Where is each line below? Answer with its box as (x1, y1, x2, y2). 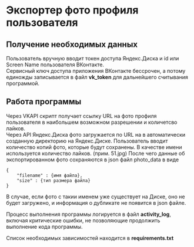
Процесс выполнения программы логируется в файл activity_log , (6, 211, 172, 218)
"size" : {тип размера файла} (16, 177, 91, 184)
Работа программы (6, 97, 82, 107)
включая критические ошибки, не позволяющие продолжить (6, 216, 160, 224)
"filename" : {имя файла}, (16, 172, 83, 178)
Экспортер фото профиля (6, 4, 139, 17)
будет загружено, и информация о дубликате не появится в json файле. (6, 199, 186, 206)
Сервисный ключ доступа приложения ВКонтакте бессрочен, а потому (6, 67, 186, 74)
